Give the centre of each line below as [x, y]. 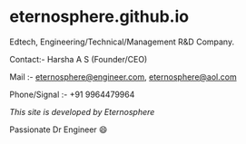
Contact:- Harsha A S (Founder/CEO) [79, 59]
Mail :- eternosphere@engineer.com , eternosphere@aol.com [123, 77]
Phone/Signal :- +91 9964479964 [72, 94]
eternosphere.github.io [99, 17]
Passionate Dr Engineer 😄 [59, 130]
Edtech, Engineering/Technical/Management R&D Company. [122, 42]
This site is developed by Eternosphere [82, 111]
